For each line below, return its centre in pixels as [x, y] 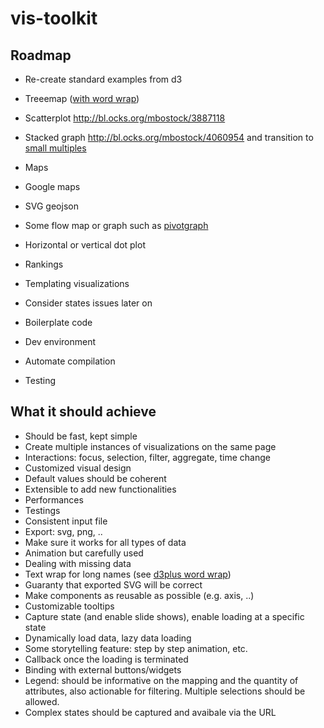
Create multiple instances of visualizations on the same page [150, 446]
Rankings [44, 264]
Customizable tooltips [69, 606]
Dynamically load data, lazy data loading [108, 638]
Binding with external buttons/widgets [103, 669]
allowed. [42, 701]
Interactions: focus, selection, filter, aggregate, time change [147, 457]
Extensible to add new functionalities [100, 489]
